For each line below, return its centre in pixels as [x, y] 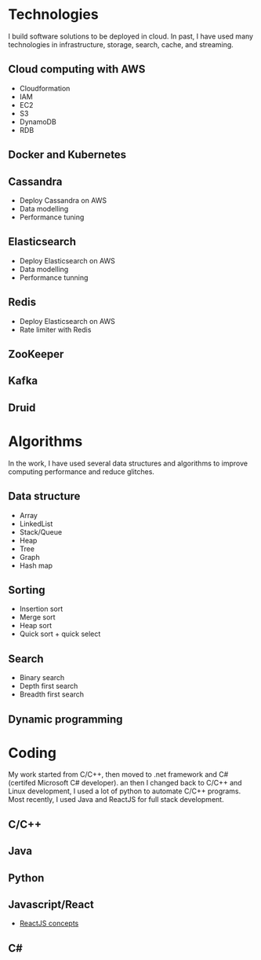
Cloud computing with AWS [77, 70]
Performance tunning [54, 278]
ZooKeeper [36, 354]
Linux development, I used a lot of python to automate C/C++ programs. [125, 791]
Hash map [36, 565]
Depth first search [49, 686]
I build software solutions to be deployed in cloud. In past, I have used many [130, 36]
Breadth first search [52, 694]
